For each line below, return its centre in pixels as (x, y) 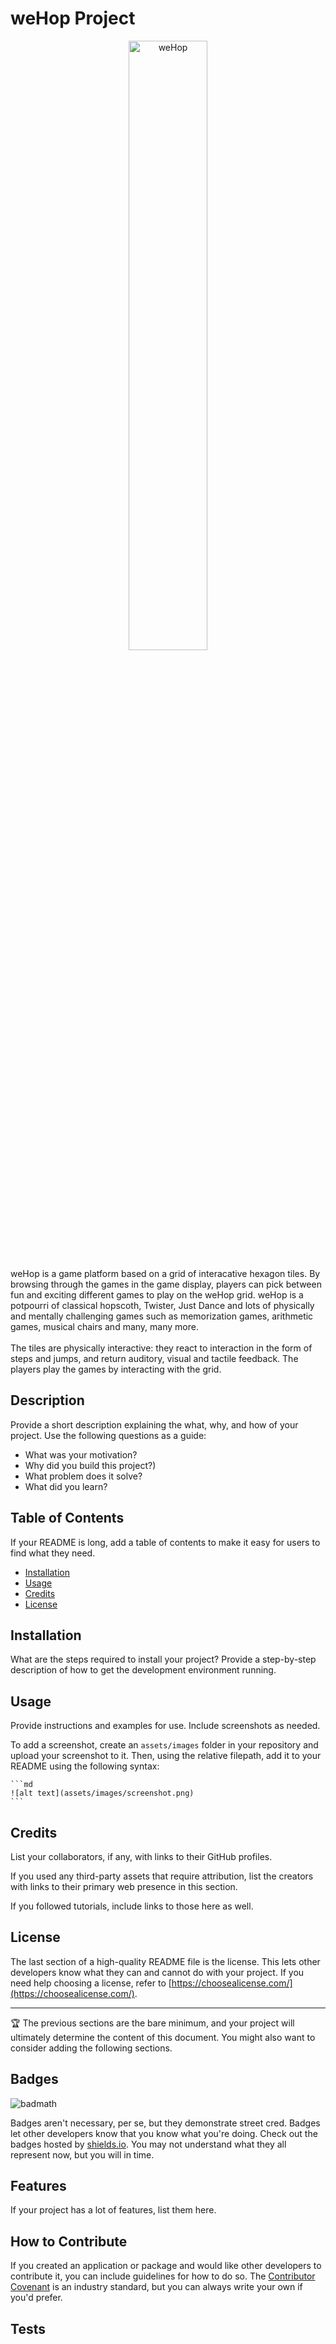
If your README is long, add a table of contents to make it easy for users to (165, 1542)
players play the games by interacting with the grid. (116, 1369)
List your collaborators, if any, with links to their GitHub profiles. (141, 1856)
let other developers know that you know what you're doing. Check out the (164, 2133)
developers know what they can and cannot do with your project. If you (157, 1972)
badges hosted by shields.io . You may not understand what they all (148, 2144)
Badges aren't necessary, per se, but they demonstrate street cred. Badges (165, 2123)
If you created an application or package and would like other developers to (166, 2266)
